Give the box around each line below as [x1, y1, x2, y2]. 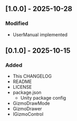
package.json [12, 89, 42, 95]
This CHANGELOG [12, 73, 52, 79]
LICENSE [12, 84, 32, 90]
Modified [5, 20, 29, 27]
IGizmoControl [12, 111, 44, 117]
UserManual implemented [12, 31, 68, 38]
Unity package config [20, 95, 66, 101]
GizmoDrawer [12, 106, 42, 112]
